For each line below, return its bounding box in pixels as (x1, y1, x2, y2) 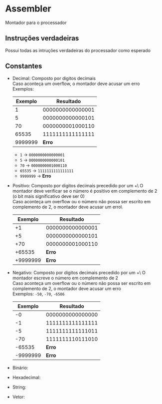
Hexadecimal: (12, 374, 41, 380)
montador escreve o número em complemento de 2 (12, 275, 119, 281)
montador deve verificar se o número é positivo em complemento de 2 (12, 188, 158, 194)
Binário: (12, 364, 28, 370)
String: (12, 384, 26, 390)
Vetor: (12, 393, 25, 399)
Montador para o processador (5, 20, 67, 26)
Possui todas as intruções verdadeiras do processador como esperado (5, 47, 151, 53)
